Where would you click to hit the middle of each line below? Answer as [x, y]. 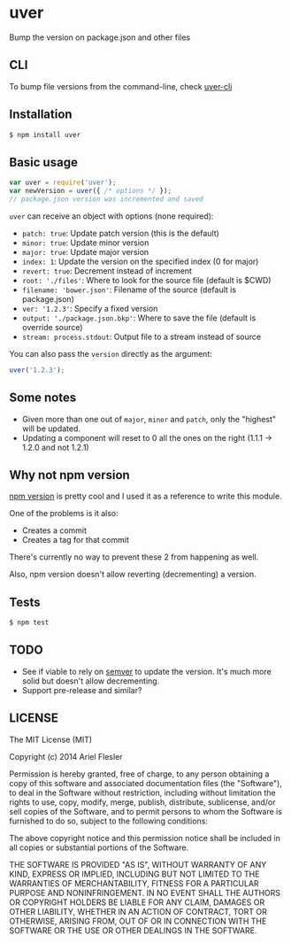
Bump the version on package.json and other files [100, 37]
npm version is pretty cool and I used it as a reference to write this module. [145, 496]
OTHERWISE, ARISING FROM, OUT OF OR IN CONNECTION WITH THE [138, 921]
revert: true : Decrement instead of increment [107, 271]
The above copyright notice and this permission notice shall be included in [145, 838]
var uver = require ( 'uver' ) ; [63, 183]
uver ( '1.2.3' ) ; [37, 370]
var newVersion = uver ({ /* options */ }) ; [91, 191]
